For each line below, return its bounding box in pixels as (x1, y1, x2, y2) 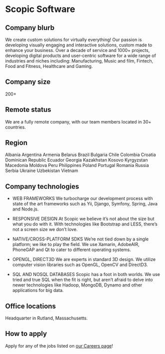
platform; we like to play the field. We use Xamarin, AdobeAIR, (12, 241, 140, 247)
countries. (5, 124, 26, 130)
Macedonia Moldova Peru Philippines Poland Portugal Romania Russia (5, 162, 149, 168)
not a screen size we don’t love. (12, 226, 78, 232)
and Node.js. (12, 206, 39, 212)
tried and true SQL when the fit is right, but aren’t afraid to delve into (12, 276, 153, 283)
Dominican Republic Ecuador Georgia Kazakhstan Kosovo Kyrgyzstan (5, 157, 148, 163)
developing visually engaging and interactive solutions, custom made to (5, 42, 153, 48)
